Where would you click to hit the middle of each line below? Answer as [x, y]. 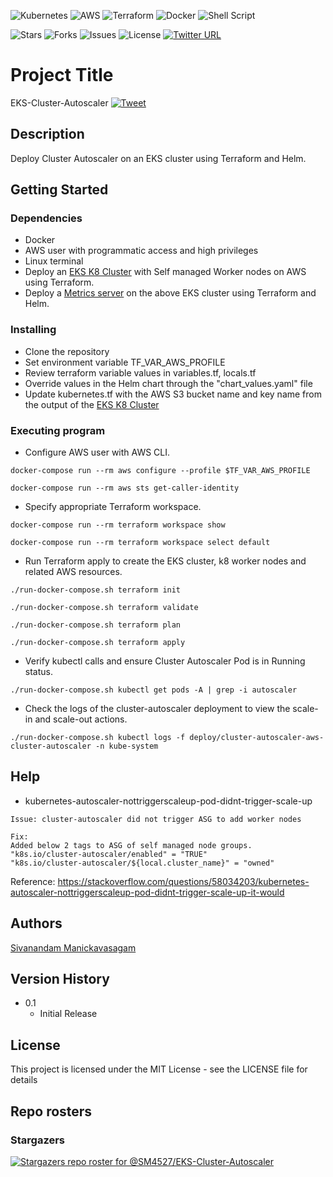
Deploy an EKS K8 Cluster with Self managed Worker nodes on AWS [165, 272]
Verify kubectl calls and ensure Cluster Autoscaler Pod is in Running [165, 661]
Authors [36, 923]
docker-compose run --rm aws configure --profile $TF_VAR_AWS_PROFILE [160, 471]
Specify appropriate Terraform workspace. [113, 507]
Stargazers [37, 1140]
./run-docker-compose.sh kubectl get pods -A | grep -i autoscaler [154, 690]
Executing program [58, 430]
